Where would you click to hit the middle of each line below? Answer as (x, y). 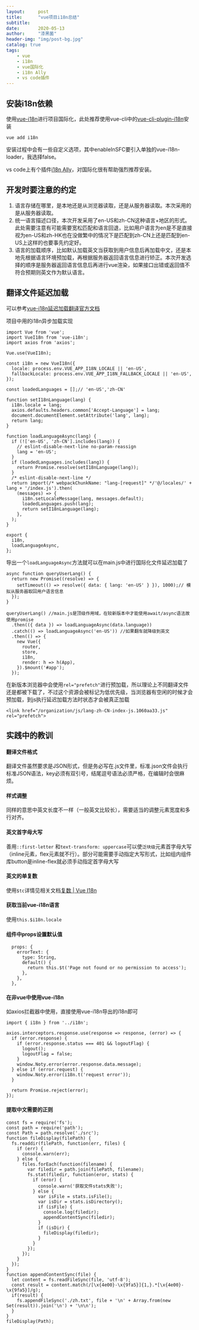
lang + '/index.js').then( (39, 488)
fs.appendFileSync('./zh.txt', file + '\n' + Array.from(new (94, 1300)
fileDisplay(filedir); (71, 1233)
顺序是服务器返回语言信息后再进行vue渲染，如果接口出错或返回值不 (108, 264)
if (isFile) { (55, 1207)
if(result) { (28, 1295)
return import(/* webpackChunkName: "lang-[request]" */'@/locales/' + (102, 483)
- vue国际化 (30, 67)
